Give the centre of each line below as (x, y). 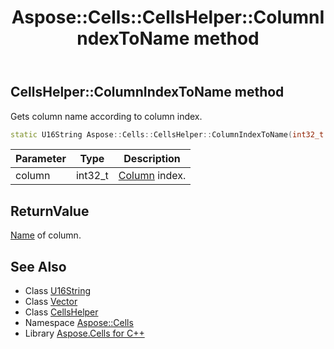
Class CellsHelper (61, 312)
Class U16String (58, 291)
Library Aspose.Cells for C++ (84, 333)
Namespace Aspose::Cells (79, 323)
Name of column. (46, 235)
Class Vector (51, 302)
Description (152, 159)
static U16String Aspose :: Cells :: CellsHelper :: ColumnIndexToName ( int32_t (167, 134)
